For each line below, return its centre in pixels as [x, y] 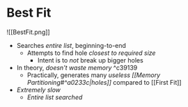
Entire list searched [55, 97]
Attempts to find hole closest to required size [91, 53]
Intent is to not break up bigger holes [90, 60]
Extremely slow [38, 90]
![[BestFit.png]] [28, 32]
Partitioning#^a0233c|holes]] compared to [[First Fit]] [104, 82]
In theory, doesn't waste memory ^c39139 [77, 67]
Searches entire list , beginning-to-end [71, 45]
